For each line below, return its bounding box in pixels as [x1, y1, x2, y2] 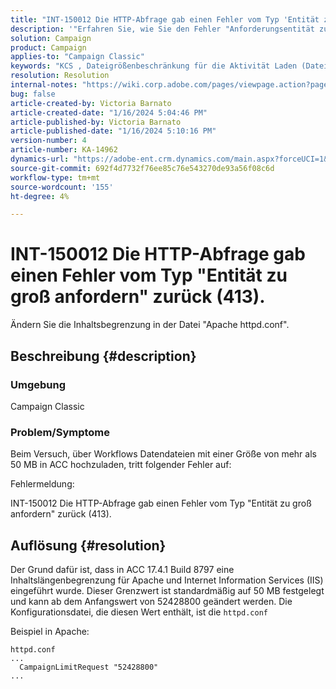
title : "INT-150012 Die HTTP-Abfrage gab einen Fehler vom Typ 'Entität [10, 14, 320, 25]
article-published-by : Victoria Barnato [10, 117, 182, 127]
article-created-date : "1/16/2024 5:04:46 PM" [10, 107, 208, 118]
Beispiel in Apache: [10, 625, 90, 637]
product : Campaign [10, 42, 87, 53]
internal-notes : [10, 80, 78, 90]
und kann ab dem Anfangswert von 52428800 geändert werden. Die [10, 595, 293, 607]
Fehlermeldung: [10, 478, 75, 490]
